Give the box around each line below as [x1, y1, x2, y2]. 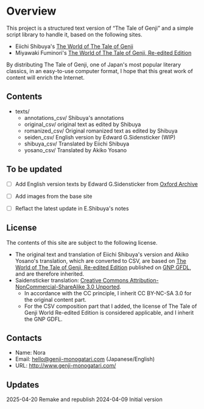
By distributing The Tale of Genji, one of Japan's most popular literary [6, 61, 181, 68]
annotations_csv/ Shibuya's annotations [24, 114, 124, 121]
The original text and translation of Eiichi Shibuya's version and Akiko [15, 251, 189, 258]
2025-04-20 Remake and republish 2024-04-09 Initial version [6, 396, 163, 403]
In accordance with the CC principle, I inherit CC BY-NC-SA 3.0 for [24, 289, 192, 296]
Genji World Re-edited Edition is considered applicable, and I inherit [24, 309, 194, 316]
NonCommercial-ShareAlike [15, 283, 85, 290]
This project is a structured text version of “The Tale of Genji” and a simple [6, 24, 194, 32]
